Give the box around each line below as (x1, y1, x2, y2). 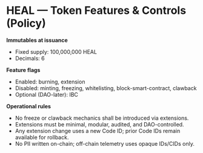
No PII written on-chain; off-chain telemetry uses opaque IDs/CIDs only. (15, 140, 195, 147)
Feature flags (6, 66, 41, 73)
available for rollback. (15, 134, 69, 141)
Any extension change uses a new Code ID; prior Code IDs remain (15, 127, 181, 134)
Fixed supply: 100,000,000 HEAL (15, 48, 97, 55)
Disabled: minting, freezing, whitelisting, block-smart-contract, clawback (15, 84, 197, 91)
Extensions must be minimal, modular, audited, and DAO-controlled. (15, 120, 184, 128)
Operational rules (6, 102, 52, 109)
